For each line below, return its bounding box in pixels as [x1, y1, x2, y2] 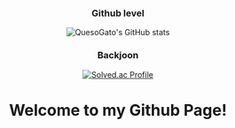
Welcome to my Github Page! [8, 100, 228, 120]
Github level [91, 7, 145, 19]
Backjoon [97, 49, 139, 62]
